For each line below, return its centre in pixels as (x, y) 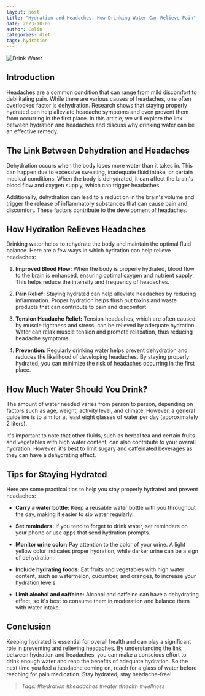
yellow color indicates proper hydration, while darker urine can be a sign (106, 551)
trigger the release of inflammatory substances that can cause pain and (97, 203)
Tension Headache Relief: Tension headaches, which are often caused (105, 319)
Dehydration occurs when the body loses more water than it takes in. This (100, 165)
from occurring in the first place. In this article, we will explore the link (95, 118)
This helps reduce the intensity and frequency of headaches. (92, 282)
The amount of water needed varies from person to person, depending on (100, 404)
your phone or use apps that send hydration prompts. (83, 533)
